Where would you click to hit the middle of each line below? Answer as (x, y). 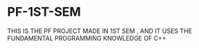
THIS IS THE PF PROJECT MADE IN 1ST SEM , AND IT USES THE (100, 31)
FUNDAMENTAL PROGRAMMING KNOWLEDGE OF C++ (87, 38)
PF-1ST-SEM (44, 12)
